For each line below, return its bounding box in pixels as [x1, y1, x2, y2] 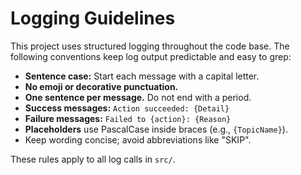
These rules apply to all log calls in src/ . [10, 153, 176, 165]
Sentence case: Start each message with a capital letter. [24, 70, 260, 82]
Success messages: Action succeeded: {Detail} [24, 102, 230, 114]
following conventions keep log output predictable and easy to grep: [10, 50, 292, 62]
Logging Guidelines [10, 7, 176, 30]
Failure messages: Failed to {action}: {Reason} [24, 112, 232, 124]
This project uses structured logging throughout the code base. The [10, 40, 290, 52]
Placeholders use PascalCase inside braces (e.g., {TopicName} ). [24, 123, 288, 135]
